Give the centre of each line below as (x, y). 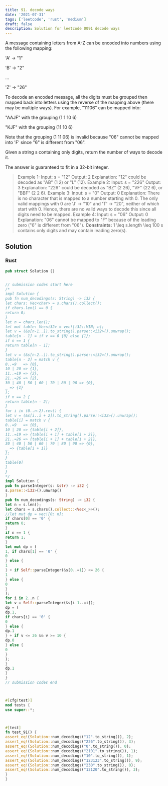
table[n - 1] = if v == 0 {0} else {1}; (48, 336)
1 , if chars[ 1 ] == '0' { (31, 551)
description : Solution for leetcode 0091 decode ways (63, 29)
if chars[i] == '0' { (28, 617)
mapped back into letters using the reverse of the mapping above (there (79, 102)
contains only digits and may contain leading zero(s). (72, 231)
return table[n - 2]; (28, 402)
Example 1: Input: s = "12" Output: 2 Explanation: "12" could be (82, 177)
